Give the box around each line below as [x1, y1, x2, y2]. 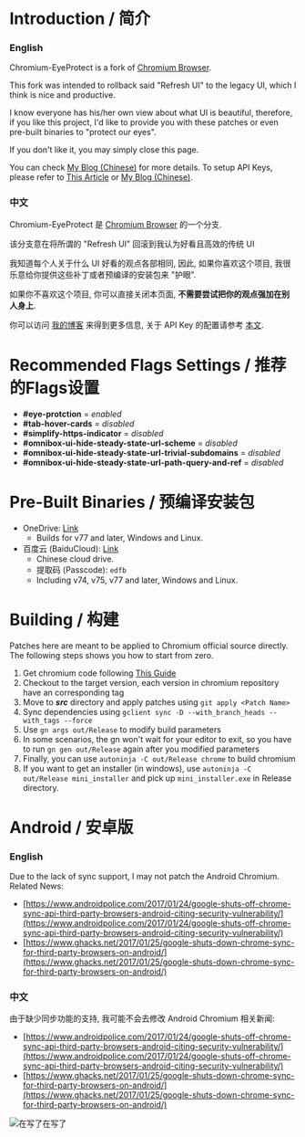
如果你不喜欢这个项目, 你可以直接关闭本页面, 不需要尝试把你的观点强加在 [9, 289, 282, 300]
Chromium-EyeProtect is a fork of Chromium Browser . [9, 62, 212, 73]
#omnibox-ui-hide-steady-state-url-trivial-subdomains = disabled [22, 447, 280, 458]
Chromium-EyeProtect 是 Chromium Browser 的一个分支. [9, 218, 222, 229]
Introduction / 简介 [9, 8, 151, 29]
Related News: [9, 880, 64, 891]
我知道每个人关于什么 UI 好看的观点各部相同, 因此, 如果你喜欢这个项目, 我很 [9, 258, 291, 268]
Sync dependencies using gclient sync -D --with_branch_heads [22, 706, 266, 717]
